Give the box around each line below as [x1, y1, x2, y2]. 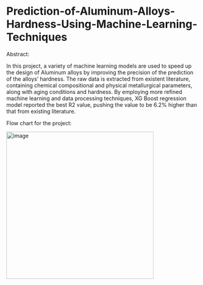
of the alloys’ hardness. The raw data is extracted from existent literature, [6, 75, 191, 82]
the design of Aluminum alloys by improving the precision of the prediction [6, 68, 194, 76]
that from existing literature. [6, 107, 76, 115]
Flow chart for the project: [6, 119, 72, 126]
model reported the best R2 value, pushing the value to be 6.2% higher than [6, 101, 197, 108]
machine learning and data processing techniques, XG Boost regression [6, 95, 187, 102]
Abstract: [6, 50, 29, 57]
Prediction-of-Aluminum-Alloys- [6, 4, 176, 18]
